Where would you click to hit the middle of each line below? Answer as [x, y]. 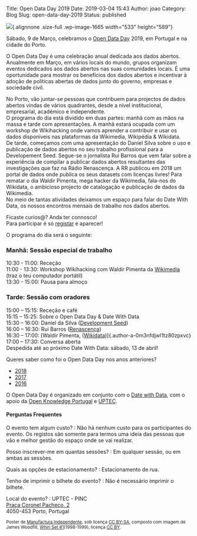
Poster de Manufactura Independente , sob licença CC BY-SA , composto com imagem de [96, 522]
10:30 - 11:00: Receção [34, 263]
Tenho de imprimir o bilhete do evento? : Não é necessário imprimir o [90, 480]
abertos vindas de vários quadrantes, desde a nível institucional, [84, 105]
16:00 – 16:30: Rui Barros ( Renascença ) [54, 329]
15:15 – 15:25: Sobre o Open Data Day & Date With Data [73, 316]
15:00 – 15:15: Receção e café [42, 310]
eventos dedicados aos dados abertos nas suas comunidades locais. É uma [98, 69]
